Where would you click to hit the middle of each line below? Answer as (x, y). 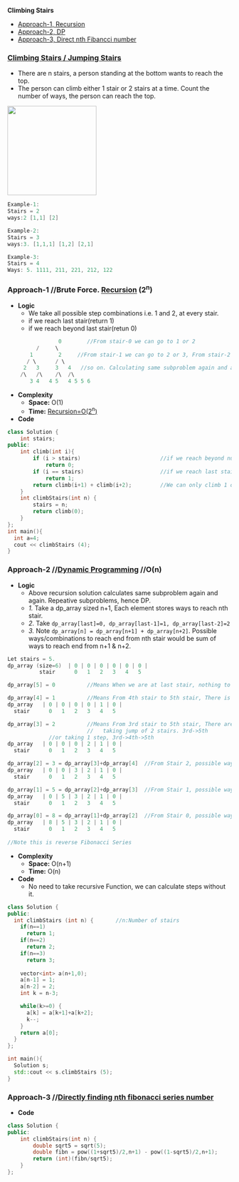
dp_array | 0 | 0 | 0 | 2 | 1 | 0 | (65, 744)
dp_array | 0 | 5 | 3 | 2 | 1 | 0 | (65, 796)
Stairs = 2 (23, 211)
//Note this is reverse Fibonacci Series (70, 842)
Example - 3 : (23, 257)
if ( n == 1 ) (33, 927)
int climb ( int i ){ (47, 452)
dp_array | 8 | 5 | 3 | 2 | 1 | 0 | (65, 823)
